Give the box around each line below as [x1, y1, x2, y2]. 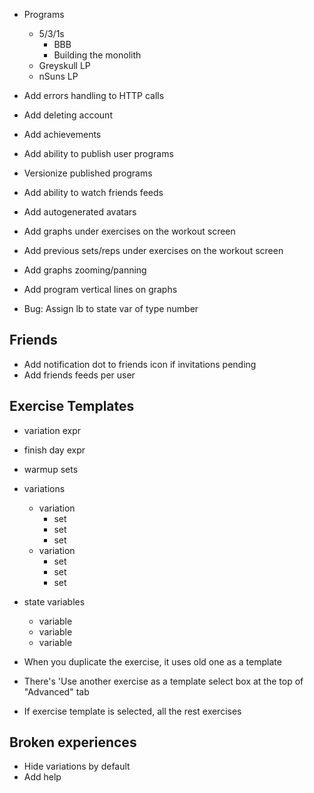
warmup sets [23, 463, 79, 475]
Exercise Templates [9, 398, 135, 415]
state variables [23, 595, 86, 608]
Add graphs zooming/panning [23, 264, 147, 276]
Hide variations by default [23, 760, 131, 773]
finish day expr [23, 444, 86, 456]
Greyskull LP [38, 60, 91, 71]
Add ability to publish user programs [23, 148, 174, 159]
